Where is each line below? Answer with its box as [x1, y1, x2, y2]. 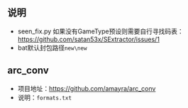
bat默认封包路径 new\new [17, 43, 87, 52]
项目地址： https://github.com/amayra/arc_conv [17, 84, 156, 92]
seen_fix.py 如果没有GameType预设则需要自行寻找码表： [17, 27, 184, 36]
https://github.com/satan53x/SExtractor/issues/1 [17, 35, 160, 43]
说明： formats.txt [17, 93, 72, 102]
